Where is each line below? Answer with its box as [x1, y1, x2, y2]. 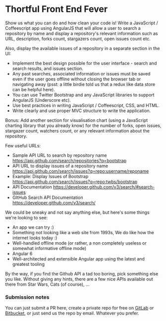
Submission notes [5, 294, 50, 301]
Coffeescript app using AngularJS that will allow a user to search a [5, 25, 141, 31]
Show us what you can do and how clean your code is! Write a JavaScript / [5, 20, 159, 26]
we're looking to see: [5, 214, 48, 220]
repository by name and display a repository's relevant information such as [5, 30, 158, 36]
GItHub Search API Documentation [12, 194, 83, 200]
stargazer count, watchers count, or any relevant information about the [5, 128, 150, 133]
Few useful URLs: [5, 142, 41, 148]
